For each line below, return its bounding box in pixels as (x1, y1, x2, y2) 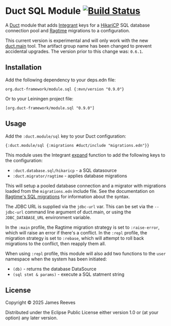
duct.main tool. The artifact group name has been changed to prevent (5, 42, 152, 49)
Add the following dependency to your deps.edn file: (5, 77, 116, 83)
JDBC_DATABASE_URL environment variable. (5, 214, 91, 220)
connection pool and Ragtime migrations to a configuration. (5, 27, 130, 33)
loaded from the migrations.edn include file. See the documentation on (5, 188, 155, 194)
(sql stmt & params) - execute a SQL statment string (12, 271, 125, 277)
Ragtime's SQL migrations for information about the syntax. (5, 193, 130, 200)
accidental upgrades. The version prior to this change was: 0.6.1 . (5, 48, 143, 54)
